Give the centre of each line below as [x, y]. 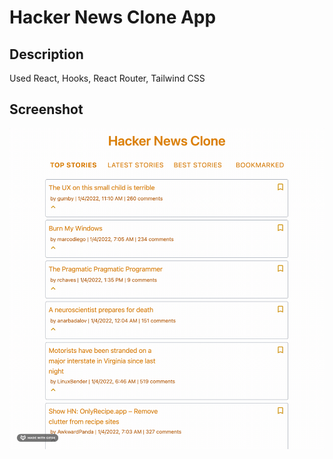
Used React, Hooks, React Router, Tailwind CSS [107, 78]
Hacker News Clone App [113, 17]
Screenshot [46, 109]
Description [46, 54]
